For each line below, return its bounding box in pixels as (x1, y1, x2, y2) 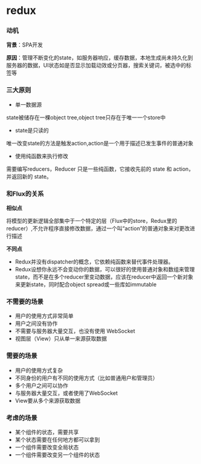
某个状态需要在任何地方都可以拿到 (14, 436, 100, 443)
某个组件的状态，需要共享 (14, 428, 79, 436)
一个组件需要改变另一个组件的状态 (14, 451, 100, 458)
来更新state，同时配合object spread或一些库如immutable (14, 281, 157, 288)
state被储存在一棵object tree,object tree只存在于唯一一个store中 (6, 113, 166, 121)
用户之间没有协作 (14, 320, 58, 327)
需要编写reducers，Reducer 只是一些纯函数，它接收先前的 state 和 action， (6, 165, 194, 173)
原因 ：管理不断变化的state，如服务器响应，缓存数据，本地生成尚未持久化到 (6, 54, 193, 61)
